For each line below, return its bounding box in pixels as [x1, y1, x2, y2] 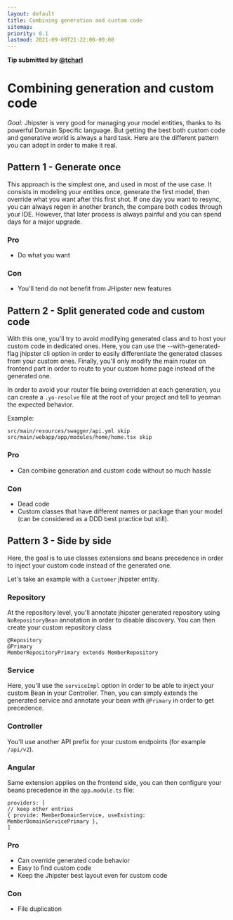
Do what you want [17, 251, 70, 260]
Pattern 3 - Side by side [7, 535, 112, 547]
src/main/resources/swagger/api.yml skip [7, 428, 131, 435]
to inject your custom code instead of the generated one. [7, 561, 172, 570]
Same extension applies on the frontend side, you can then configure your [7, 778, 222, 786]
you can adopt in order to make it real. [7, 141, 118, 150]
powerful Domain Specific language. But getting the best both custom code [7, 126, 226, 134]
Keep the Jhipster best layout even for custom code [17, 871, 168, 880]
